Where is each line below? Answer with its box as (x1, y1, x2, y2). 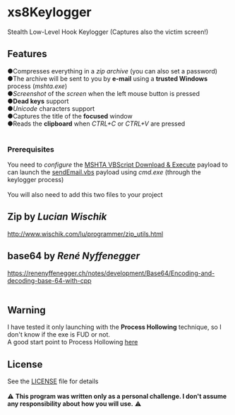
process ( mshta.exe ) (7, 82, 68, 90)
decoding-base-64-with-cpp (7, 276, 92, 284)
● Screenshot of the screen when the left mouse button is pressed (7, 89, 200, 97)
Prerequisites (7, 144, 54, 154)
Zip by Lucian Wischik (7, 211, 107, 223)
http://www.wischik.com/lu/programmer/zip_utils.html (7, 229, 164, 238)
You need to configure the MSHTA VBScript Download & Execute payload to (7, 160, 228, 169)
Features (7, 48, 47, 60)
